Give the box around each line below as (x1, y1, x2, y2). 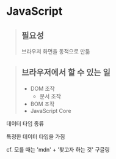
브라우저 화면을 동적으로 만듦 (21, 48, 90, 55)
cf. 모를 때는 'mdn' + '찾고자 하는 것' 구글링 (6, 145, 110, 153)
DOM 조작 (30, 85, 55, 92)
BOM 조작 (30, 100, 55, 107)
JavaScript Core (30, 107, 71, 114)
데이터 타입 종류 (6, 120, 45, 127)
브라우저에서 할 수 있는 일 (21, 68, 111, 78)
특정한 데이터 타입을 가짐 (6, 133, 65, 140)
